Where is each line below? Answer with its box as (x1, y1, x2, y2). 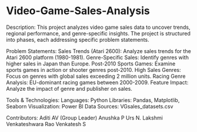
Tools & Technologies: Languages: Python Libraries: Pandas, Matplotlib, (6, 96, 180, 104)
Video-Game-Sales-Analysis (6, 4, 150, 18)
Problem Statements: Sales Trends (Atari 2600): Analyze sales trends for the (6, 47, 191, 54)
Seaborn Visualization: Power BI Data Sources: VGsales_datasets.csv (6, 103, 173, 110)
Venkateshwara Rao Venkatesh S (6, 120, 86, 127)
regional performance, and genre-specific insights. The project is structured (6, 29, 191, 37)
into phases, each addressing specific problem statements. (6, 36, 150, 43)
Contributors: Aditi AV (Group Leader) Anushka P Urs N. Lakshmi (6, 114, 163, 121)
